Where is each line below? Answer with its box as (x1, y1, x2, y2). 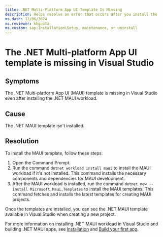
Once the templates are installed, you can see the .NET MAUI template (5, 206, 148, 212)
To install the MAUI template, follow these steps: (5, 150, 103, 156)
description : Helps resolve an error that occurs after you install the (5, 12, 158, 17)
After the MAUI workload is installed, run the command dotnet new (12, 181, 147, 187)
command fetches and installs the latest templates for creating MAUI (12, 191, 152, 197)
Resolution (5, 137, 39, 146)
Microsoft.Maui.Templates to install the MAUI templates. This (30, 186, 154, 192)
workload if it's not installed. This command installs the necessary (12, 170, 146, 176)
